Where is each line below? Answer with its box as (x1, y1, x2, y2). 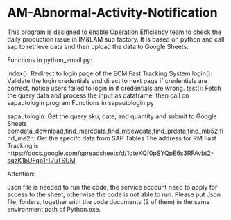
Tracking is (7, 141, 40, 149)
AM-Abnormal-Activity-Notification (7, 5, 218, 21)
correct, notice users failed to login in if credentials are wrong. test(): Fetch (7, 84, 221, 92)
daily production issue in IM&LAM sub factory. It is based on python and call (7, 35, 225, 43)
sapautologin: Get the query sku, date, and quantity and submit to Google (7, 112, 217, 120)
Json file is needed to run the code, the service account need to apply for (7, 183, 218, 191)
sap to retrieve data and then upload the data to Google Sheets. (7, 42, 189, 51)
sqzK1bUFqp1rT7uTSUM (7, 156, 76, 164)
